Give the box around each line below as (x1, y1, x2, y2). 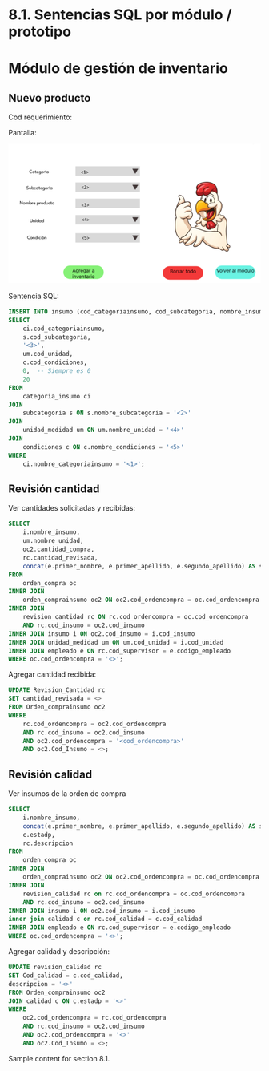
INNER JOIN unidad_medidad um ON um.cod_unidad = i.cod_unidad (8, 638, 224, 646)
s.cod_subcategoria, (22, 333, 91, 342)
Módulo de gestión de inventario (8, 59, 228, 78)
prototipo (8, 22, 72, 41)
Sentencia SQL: (8, 291, 60, 301)
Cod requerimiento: (8, 112, 73, 122)
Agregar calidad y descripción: (8, 947, 110, 956)
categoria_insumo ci (22, 392, 91, 400)
